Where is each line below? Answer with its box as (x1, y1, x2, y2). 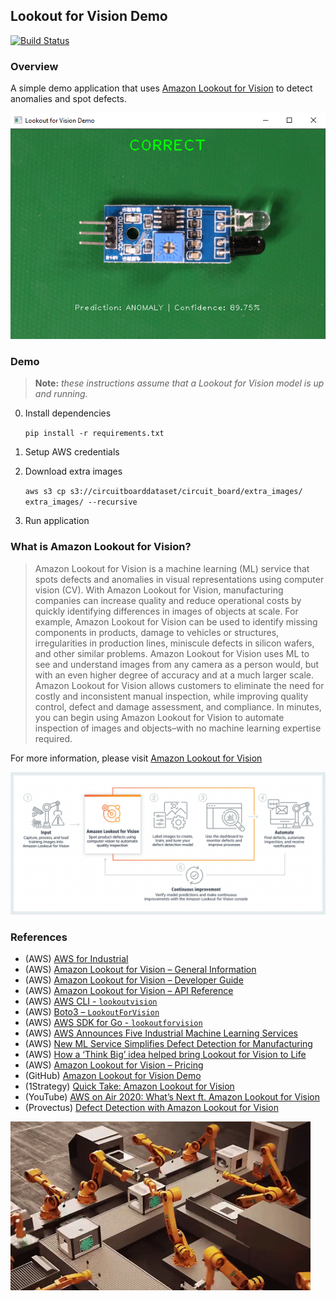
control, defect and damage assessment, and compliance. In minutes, (34, 700, 322, 713)
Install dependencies (24, 407, 112, 419)
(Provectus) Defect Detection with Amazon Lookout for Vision (24, 1102, 279, 1114)
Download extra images (24, 465, 123, 478)
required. (34, 732, 73, 744)
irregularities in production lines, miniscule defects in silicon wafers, (34, 637, 315, 649)
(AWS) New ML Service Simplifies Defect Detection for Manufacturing (24, 1038, 313, 1050)
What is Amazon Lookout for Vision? (10, 540, 192, 554)
